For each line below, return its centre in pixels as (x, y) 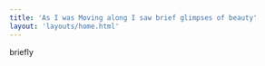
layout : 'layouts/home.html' (64, 26)
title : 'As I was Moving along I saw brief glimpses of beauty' (133, 18)
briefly (22, 52)
